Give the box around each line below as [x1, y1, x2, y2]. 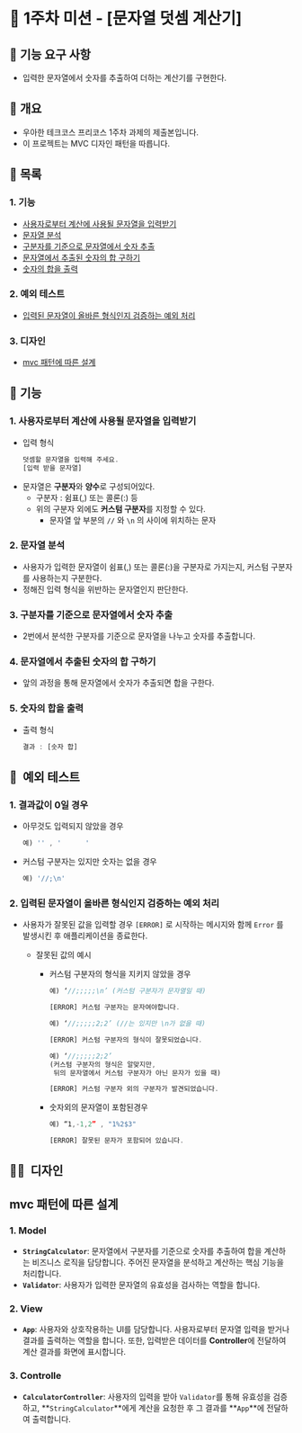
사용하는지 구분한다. [31, 572, 102, 583]
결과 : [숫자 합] [22, 742, 78, 751]
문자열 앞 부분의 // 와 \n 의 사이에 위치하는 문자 [49, 515, 217, 525]
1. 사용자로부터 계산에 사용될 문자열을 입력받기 [9, 415, 197, 427]
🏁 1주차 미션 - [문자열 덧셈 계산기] [9, 8, 243, 29]
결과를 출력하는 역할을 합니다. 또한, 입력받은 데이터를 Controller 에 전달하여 [22, 1335, 287, 1346]
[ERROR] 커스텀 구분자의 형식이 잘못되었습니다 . [49, 1035, 203, 1044]
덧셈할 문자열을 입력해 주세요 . [22, 455, 120, 464]
